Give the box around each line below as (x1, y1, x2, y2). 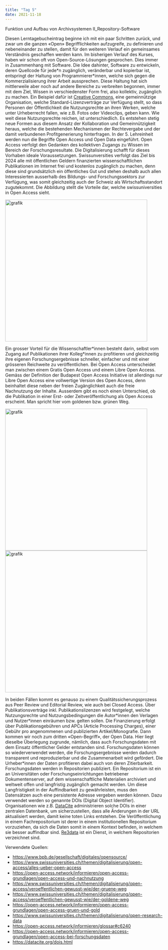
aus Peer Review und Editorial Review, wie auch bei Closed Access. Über (5, 701, 156, 707)
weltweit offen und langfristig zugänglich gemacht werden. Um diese (5, 781, 147, 787)
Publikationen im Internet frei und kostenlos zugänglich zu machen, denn (5, 163, 156, 169)
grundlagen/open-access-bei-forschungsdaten (12, 933, 110, 939)
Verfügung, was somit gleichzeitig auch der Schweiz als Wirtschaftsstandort (5, 178, 162, 185)
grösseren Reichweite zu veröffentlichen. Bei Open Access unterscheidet (5, 361, 156, 367)
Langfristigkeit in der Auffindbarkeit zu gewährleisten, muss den (5, 786, 137, 792)
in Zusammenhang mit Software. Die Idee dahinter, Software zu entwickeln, (5, 62, 160, 68)
